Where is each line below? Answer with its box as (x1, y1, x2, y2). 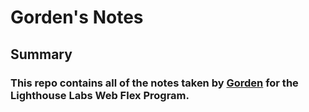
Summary (10, 46, 73, 63)
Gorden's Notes (10, 6, 144, 29)
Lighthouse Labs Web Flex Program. (10, 88, 190, 102)
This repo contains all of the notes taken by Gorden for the (10, 76, 299, 90)
